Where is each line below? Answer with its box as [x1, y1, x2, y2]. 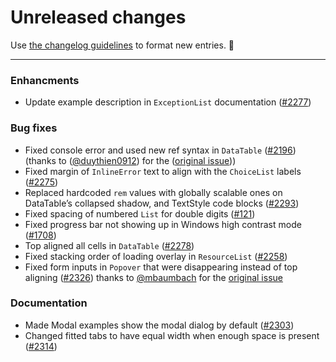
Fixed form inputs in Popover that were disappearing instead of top [24, 261, 298, 273]
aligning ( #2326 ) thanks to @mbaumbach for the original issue [24, 271, 283, 283]
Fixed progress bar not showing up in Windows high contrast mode [24, 218, 302, 230]
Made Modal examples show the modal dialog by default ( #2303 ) [24, 319, 295, 331]
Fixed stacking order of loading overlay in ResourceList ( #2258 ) [24, 250, 288, 262]
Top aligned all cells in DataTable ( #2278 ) [24, 239, 195, 251]
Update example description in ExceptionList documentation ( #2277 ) [24, 96, 312, 108]
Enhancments [10, 73, 80, 87]
